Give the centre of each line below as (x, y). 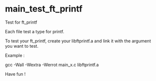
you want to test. (22, 46)
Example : (15, 55)
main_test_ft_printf (44, 9)
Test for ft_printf (21, 22)
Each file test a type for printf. (35, 31)
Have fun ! (15, 74)
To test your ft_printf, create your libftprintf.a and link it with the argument (78, 41)
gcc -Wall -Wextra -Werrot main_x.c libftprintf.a (52, 65)
